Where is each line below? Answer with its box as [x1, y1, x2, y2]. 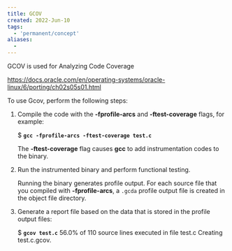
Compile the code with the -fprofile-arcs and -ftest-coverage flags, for [17, 110, 225, 118]
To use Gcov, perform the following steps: [7, 96, 128, 105]
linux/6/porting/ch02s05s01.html [7, 83, 101, 91]
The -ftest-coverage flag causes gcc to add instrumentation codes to [17, 145, 219, 152]
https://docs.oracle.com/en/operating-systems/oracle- [7, 76, 166, 84]
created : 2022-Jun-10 [7, 17, 71, 24]
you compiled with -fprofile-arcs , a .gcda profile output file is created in [17, 187, 225, 194]
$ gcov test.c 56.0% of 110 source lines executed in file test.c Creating [17, 229, 223, 236]
